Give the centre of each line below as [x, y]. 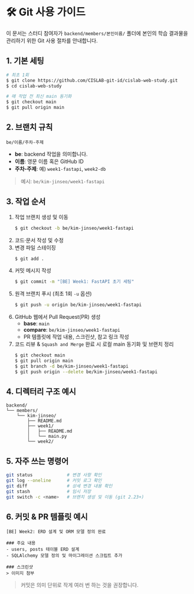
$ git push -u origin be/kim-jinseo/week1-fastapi [78, 305]
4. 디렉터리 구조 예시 [41, 392]
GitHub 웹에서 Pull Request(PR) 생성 [57, 317]
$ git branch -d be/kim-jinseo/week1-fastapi [71, 366]
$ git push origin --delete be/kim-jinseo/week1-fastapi [86, 372]
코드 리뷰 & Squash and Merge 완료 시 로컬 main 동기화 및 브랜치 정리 [94, 344]
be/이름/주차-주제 [25, 142]
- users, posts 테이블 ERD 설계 [43, 550]
